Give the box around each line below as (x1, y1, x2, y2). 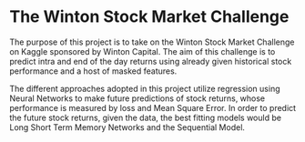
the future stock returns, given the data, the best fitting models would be (9, 112, 282, 123)
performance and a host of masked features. (9, 66, 178, 76)
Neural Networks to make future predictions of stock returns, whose (9, 93, 266, 104)
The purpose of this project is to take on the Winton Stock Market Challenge (9, 36, 295, 47)
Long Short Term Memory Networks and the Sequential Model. (9, 121, 246, 133)
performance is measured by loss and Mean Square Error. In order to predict (9, 102, 297, 113)
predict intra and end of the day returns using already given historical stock (9, 56, 292, 66)
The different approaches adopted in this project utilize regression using (9, 83, 280, 94)
